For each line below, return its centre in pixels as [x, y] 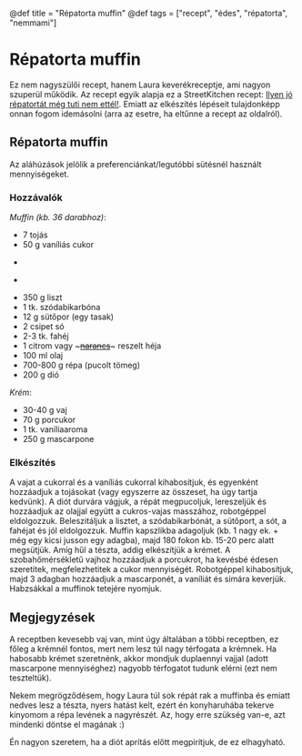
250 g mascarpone [58, 439]
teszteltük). [30, 678]
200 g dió [40, 375]
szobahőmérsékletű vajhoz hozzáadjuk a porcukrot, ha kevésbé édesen [144, 559]
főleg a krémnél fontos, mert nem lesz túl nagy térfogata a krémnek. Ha [143, 649]
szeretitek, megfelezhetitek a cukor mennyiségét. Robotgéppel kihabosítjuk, [151, 570]
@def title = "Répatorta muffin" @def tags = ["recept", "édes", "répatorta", [149, 13]
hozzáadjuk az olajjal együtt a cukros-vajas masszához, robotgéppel [138, 511]
